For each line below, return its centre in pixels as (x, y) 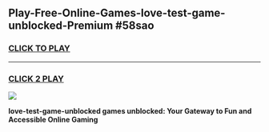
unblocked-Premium (61, 26)
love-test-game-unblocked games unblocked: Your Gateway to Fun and (130, 110)
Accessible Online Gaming (53, 119)
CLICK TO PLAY (39, 49)
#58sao (134, 26)
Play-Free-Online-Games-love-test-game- (117, 13)
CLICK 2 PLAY (36, 78)
